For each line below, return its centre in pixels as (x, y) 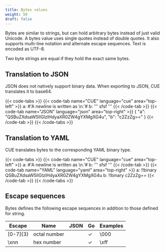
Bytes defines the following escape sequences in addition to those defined (82, 208)
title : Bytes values (27, 10)
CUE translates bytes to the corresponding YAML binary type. (68, 150)
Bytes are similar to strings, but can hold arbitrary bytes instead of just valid (82, 33)
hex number (47, 242)
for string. (15, 213)
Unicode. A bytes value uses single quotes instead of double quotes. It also (82, 38)
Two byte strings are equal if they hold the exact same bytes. (68, 59)
